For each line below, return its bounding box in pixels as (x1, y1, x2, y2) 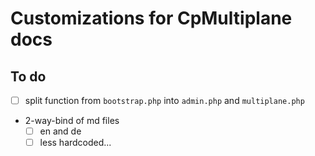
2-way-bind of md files (24, 115, 120, 127)
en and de (39, 125, 82, 137)
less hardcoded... (39, 137, 112, 149)
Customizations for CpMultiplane (10, 7, 293, 30)
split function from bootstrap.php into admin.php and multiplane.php (24, 95, 305, 106)
